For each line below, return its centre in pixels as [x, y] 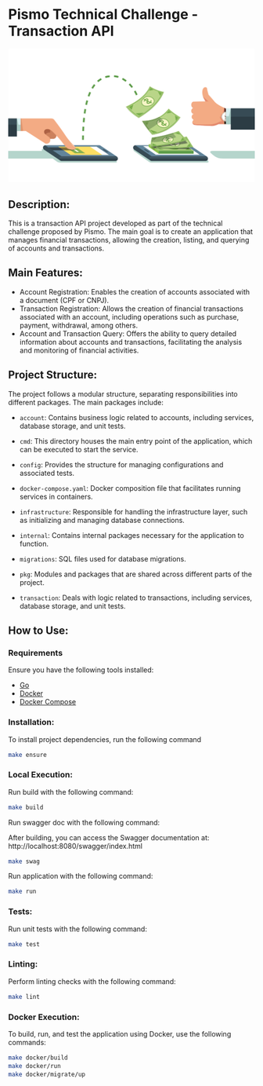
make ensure [27, 755]
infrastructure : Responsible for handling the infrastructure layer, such [133, 511]
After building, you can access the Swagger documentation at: [109, 837]
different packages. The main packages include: [86, 402]
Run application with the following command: [81, 876]
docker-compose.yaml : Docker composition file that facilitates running [130, 488]
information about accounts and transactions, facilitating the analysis [131, 342]
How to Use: [38, 630]
